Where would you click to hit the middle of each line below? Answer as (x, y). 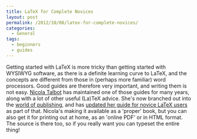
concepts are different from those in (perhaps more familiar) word (86, 79)
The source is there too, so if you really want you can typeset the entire (93, 123)
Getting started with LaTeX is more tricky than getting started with (86, 67)
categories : (21, 28)
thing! (13, 130)
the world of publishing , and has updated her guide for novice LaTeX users (97, 105)
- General (23, 34)
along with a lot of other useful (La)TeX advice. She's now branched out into (99, 98)
